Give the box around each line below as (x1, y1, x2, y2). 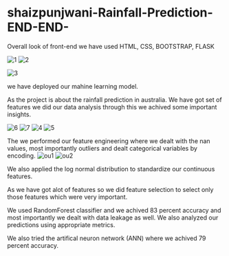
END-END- (7, 19, 69, 35)
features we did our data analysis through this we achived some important (7, 103, 217, 111)
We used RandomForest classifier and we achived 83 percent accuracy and (7, 206, 221, 214)
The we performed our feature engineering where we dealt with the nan (7, 136, 211, 145)
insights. (7, 110, 32, 118)
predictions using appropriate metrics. (7, 220, 116, 228)
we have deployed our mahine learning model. (7, 82, 139, 90)
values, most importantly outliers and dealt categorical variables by (7, 144, 198, 152)
